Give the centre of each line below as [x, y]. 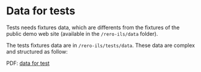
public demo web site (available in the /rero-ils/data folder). [82, 33]
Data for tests [41, 11]
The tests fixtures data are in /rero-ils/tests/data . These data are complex [100, 45]
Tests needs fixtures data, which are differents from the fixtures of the [93, 27]
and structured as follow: [37, 51]
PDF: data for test [28, 63]
